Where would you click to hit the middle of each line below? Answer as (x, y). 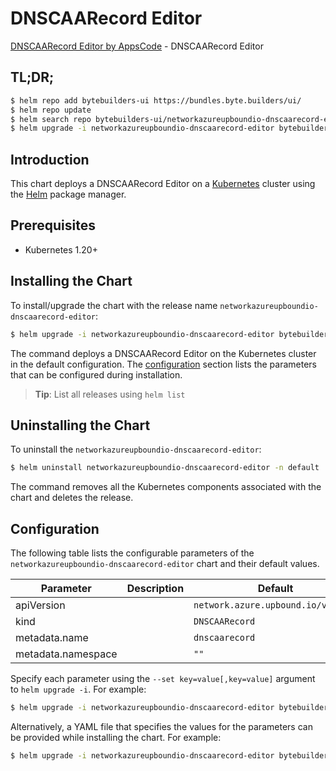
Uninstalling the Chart (80, 425)
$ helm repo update (51, 110)
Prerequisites (53, 225)
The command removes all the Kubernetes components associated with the (166, 487)
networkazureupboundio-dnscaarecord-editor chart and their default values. (165, 564)
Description (155, 589)
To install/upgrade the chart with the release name (114, 305)
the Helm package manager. (68, 194)
